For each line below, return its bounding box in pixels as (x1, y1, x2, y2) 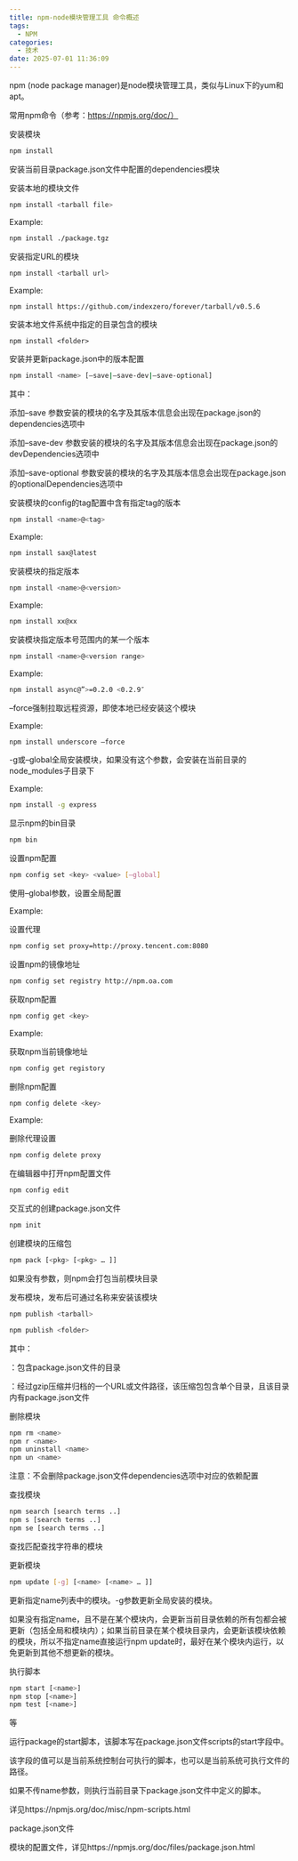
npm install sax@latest (9, 549, 98, 558)
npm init (9, 1221, 42, 1230)
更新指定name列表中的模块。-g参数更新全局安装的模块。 (9, 1594, 218, 1606)
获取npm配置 (9, 994, 58, 1004)
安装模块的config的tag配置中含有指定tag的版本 (9, 497, 181, 508)
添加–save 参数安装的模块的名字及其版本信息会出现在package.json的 (9, 407, 262, 418)
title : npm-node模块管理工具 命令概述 (9, 12, 140, 22)
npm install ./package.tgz (9, 233, 109, 243)
